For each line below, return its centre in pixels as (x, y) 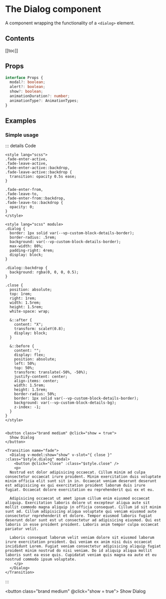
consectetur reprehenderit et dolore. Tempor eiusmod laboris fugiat (79, 516)
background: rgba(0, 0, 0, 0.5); (44, 272)
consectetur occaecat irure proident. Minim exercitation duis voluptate (83, 477)
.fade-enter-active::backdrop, (38, 168)
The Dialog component (53, 9)
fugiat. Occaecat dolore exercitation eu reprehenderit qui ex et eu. (80, 490)
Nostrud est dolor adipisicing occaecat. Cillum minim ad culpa (78, 472)
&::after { (21, 320)
